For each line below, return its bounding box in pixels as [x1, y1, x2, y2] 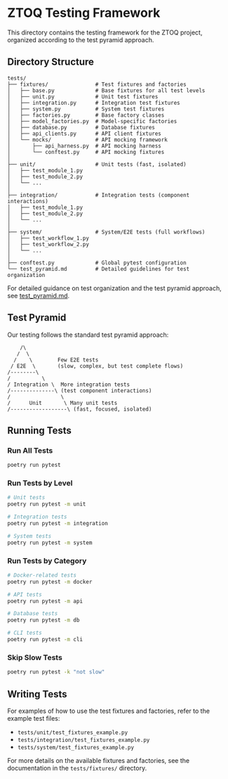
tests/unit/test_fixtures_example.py [17, 729, 128, 736]
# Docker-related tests [7, 572, 77, 579]
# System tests [7, 532, 52, 539]
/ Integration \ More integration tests [7, 381, 130, 388]
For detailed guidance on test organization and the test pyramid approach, [7, 283, 222, 292]
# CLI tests [7, 629, 42, 637]
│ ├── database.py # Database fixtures [7, 124, 156, 131]
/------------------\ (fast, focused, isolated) [7, 406, 152, 413]
